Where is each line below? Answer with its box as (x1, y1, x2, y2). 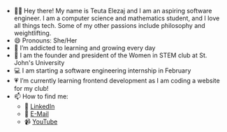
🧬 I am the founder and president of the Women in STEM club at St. (13, 51, 207, 59)
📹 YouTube (24, 117, 58, 126)
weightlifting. (13, 29, 52, 37)
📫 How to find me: (13, 92, 68, 101)
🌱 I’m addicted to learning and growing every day (13, 44, 156, 52)
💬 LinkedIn (24, 102, 55, 110)
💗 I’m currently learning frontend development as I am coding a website (13, 77, 220, 85)
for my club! (13, 85, 49, 92)
